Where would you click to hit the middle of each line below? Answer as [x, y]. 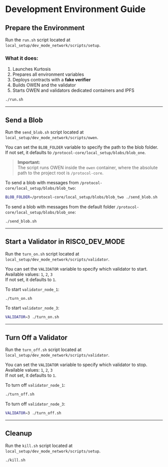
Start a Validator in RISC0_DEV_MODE [65, 242]
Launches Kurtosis [31, 69]
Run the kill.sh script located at [39, 445]
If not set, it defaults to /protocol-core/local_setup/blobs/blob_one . [75, 152]
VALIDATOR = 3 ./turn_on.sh [32, 317]
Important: [29, 162]
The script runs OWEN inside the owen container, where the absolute [87, 167]
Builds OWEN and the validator [44, 85]
